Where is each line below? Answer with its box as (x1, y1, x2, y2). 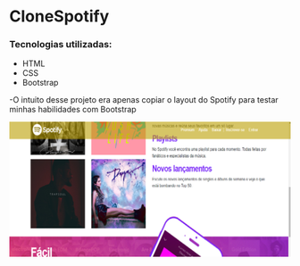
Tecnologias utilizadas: (9, 38, 112, 51)
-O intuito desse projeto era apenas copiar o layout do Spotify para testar (9, 95, 279, 105)
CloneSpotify (9, 6, 110, 27)
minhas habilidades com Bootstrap (9, 104, 137, 115)
